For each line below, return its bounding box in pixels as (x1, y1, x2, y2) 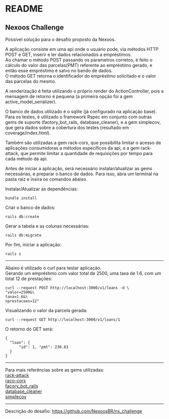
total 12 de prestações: (5, 275, 53, 282)
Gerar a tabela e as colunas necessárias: (5, 223, 90, 229)
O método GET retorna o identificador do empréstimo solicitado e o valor (5, 73, 156, 79)
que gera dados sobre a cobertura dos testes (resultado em (5, 124, 129, 130)
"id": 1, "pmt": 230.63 (18, 344, 69, 350)
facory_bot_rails (5, 383, 39, 389)
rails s (5, 251, 22, 256)
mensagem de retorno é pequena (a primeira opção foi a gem (5, 94, 133, 99)
